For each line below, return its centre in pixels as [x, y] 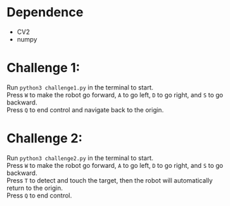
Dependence [45, 12]
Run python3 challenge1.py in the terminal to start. [80, 87]
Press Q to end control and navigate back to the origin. [85, 109]
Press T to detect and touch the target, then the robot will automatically [110, 180]
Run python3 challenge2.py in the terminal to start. [80, 158]
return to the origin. [35, 188]
